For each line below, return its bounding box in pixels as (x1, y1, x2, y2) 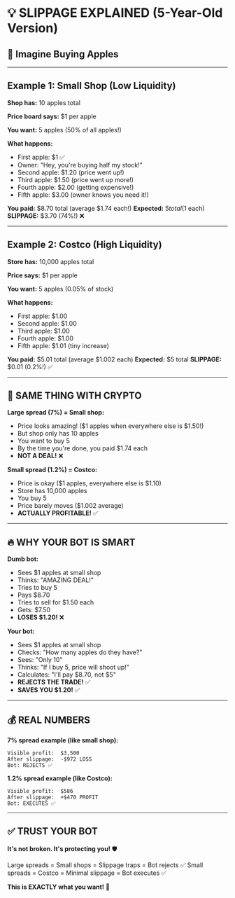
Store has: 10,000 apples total (7, 257, 94, 265)
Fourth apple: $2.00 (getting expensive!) (17, 183, 134, 191)
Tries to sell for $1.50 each (17, 598, 94, 607)
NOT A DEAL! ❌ (17, 452, 64, 460)
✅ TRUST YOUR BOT (7, 825, 98, 838)
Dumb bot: (7, 555, 38, 563)
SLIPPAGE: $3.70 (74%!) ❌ (7, 212, 85, 220)
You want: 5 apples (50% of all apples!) (7, 125, 122, 134)
